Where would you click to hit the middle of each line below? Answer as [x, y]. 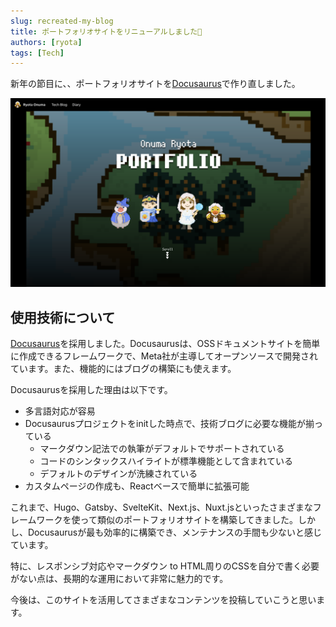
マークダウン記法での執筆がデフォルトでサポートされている [162, 449]
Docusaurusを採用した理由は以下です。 [91, 390]
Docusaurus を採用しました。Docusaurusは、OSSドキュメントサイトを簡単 [165, 344]
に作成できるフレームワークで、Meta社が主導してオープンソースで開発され [164, 356]
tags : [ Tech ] [37, 53]
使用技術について [63, 317]
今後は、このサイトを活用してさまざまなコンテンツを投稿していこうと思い [163, 600]
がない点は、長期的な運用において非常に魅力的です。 [119, 579]
